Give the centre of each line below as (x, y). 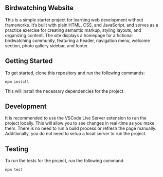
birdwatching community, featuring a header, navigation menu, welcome (78, 40)
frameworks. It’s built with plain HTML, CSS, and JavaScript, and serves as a (82, 25)
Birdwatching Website (39, 8)
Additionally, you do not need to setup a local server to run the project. (76, 134)
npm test (14, 170)
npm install (17, 82)
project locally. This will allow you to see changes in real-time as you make (80, 123)
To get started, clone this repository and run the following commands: (75, 73)
